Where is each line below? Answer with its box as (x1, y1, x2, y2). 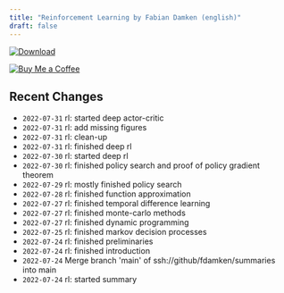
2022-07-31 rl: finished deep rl (21, 141, 132, 152)
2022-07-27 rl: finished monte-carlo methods (21, 207, 186, 219)
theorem (21, 170, 54, 180)
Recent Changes (9, 88, 104, 104)
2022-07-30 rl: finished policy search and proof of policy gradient (21, 160, 261, 171)
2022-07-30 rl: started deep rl (21, 151, 129, 162)
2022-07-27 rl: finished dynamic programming (21, 217, 189, 228)
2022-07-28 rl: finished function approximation (21, 188, 191, 199)
